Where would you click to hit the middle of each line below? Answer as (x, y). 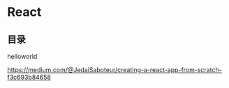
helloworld (22, 56)
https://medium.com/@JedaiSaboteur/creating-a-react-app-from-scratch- (114, 70)
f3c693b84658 (29, 77)
